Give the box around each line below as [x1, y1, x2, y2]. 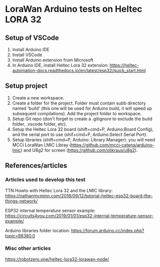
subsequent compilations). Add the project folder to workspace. [12, 110, 142, 116]
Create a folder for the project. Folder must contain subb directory [12, 100, 146, 106]
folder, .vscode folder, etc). [12, 121, 67, 127]
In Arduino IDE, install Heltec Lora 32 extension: [12, 63, 109, 68]
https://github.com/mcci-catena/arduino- [71, 142, 155, 148]
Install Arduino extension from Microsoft [12, 57, 94, 63]
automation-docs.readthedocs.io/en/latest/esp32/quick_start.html [12, 67, 146, 73]
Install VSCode [12, 52, 43, 58]
